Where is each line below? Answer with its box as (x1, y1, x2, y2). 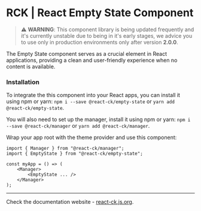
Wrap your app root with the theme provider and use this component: (6, 134, 177, 141)
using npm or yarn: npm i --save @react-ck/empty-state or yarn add (6, 98, 175, 105)
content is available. (6, 63, 56, 70)
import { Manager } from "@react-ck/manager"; (6, 146, 124, 152)
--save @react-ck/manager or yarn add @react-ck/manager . (6, 122, 150, 129)
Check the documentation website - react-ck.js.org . (6, 198, 134, 206)
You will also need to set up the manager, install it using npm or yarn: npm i (6, 116, 191, 123)
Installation (6, 78, 40, 86)
